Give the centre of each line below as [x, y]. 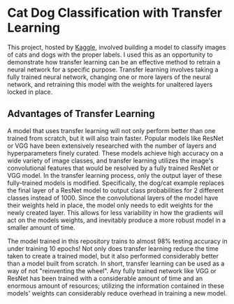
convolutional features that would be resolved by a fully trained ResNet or [113, 168]
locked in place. [30, 92]
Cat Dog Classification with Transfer [115, 13]
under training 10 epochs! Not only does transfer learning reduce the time [113, 248]
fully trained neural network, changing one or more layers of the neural [109, 77]
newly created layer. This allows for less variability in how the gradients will [115, 212]
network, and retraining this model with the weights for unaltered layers [110, 84]
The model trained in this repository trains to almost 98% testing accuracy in [117, 241]
